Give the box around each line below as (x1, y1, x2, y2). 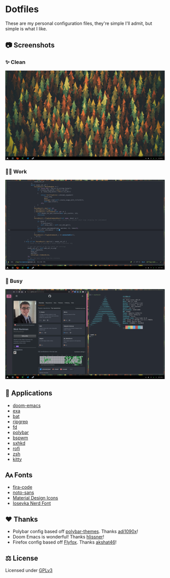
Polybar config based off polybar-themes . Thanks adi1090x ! (12, 528, 138, 534)
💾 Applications (5, 389, 53, 398)
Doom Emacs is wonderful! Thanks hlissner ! (12, 534, 105, 540)
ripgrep (12, 419, 28, 425)
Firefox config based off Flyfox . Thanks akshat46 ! (12, 539, 117, 545)
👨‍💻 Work (5, 168, 27, 175)
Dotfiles (5, 4, 39, 15)
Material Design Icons (12, 495, 58, 501)
